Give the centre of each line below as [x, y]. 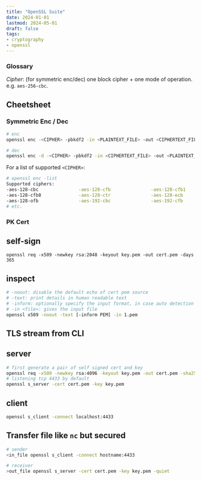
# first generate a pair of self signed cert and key [75, 367]
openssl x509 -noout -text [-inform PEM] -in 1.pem [72, 315]
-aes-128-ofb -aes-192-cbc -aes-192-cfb [95, 201]
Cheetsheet [28, 105]
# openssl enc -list [32, 178]
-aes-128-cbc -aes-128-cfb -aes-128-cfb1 [96, 190]
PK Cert [18, 221]
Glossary [20, 66]
